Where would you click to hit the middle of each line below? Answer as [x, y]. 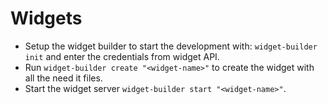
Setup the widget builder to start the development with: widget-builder [171, 46]
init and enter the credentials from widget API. [122, 56]
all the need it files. [63, 78]
